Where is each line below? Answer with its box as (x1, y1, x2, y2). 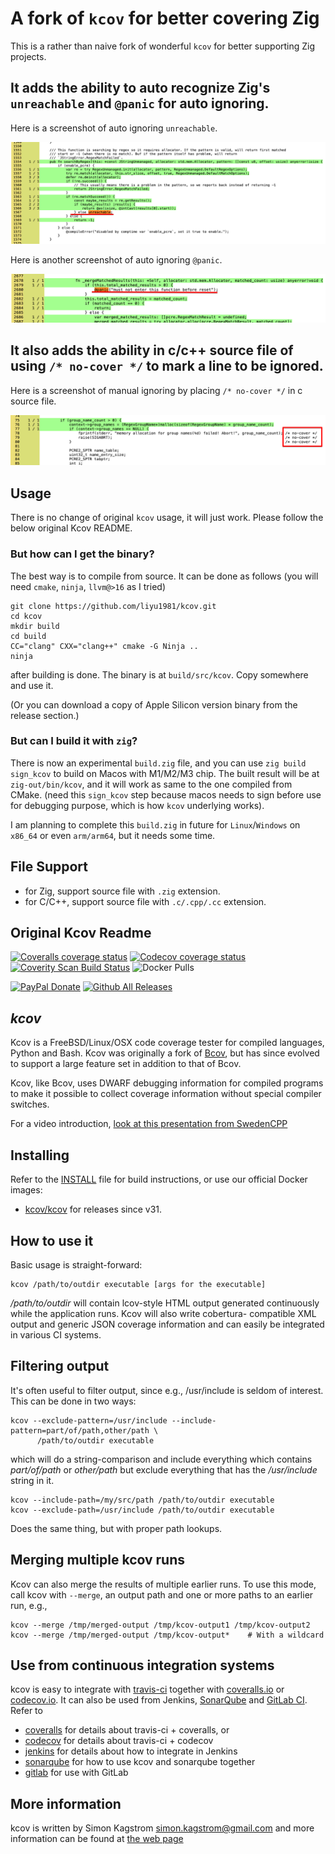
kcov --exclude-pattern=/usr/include (10, 1415, 168, 1426)
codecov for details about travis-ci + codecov (24, 1735, 214, 1747)
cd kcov (10, 611, 43, 621)
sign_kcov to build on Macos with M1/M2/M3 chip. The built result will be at (10, 767, 320, 779)
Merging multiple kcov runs (10, 1552, 186, 1569)
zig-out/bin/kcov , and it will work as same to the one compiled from (10, 778, 293, 790)
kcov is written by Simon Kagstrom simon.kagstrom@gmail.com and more (10, 1822, 315, 1834)
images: (10, 1184, 43, 1196)
